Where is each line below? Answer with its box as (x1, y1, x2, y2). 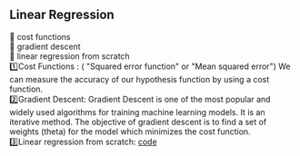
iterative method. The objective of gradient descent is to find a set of (9, 116, 267, 127)
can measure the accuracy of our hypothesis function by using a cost (9, 73, 270, 84)
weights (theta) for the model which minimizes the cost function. (9, 126, 252, 137)
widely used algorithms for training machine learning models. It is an (9, 106, 265, 117)
